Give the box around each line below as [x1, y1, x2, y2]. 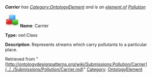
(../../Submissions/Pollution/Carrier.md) [5, 66, 84, 72]
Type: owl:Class [5, 32, 38, 38]
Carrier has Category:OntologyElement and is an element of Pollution [5, 4, 146, 10]
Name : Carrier [20, 23, 49, 29]
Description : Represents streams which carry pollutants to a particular [5, 42, 148, 47]
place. [5, 47, 18, 52]
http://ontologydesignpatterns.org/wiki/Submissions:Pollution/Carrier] [6, 62, 148, 67]
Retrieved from [5, 56, 35, 62]
